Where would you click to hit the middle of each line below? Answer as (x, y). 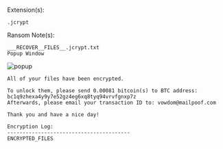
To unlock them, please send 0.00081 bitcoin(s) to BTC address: (102, 91)
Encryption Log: (30, 126)
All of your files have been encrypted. (66, 79)
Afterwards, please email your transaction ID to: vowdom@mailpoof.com (111, 103)
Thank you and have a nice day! (53, 115)
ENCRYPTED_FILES (30, 139)
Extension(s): (26, 10)
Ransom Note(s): (31, 35)
